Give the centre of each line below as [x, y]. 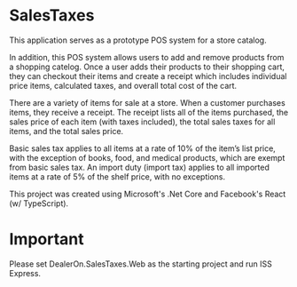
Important [47, 239]
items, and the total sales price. [66, 131]
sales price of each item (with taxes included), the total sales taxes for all [142, 122]
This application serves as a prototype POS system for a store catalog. [138, 40]
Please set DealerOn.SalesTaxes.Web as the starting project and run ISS [141, 264]
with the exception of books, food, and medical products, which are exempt [147, 157]
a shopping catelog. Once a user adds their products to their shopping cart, [147, 67]
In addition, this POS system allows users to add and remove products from [147, 57]
